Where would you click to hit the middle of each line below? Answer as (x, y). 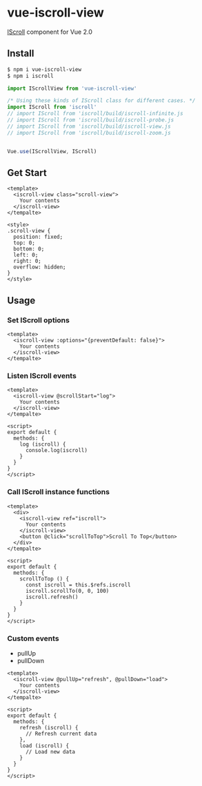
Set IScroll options (39, 320)
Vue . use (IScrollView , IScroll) (52, 151)
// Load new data (50, 751)
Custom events (33, 638)
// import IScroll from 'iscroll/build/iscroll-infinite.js (95, 114)
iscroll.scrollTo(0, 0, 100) (67, 591)
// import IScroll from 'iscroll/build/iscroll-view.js (89, 126)
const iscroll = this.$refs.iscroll (78, 584)
